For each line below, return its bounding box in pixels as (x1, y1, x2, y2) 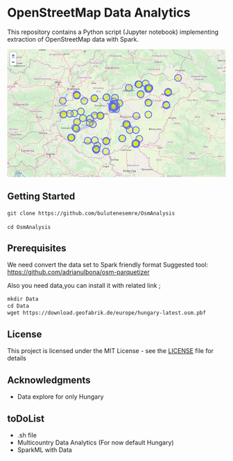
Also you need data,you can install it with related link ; (7, 282, 161, 290)
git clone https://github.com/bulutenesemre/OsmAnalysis (7, 210, 175, 217)
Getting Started (7, 190, 76, 202)
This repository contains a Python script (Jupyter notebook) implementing (7, 28, 219, 36)
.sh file (17, 431, 37, 439)
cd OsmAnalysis (7, 224, 51, 230)
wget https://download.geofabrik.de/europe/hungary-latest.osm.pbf (7, 309, 207, 316)
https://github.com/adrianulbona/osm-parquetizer (7, 268, 150, 276)
